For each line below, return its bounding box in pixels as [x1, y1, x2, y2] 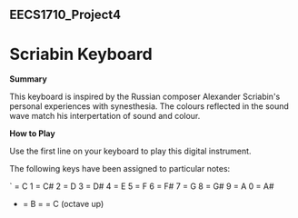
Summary [9, 74, 47, 84]
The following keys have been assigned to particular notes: [9, 163, 231, 174]
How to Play [9, 128, 56, 139]
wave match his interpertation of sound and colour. [9, 111, 201, 122]
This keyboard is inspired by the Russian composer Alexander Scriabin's [9, 91, 281, 103]
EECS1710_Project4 [9, 7, 121, 23]
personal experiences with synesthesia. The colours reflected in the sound [9, 101, 289, 112]
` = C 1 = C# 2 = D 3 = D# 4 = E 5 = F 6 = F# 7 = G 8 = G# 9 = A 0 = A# [9, 181, 274, 192]
